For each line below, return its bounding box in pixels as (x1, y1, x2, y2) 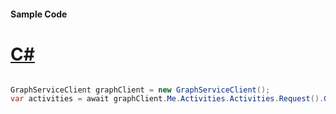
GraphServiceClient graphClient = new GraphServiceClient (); (10, 85, 271, 95)
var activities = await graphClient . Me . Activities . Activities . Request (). (10, 94, 325, 104)
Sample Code (10, 8, 68, 20)
